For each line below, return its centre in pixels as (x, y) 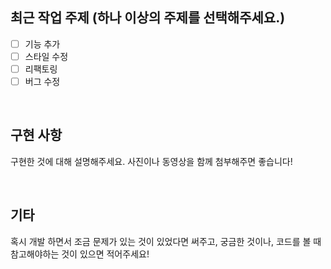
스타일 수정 (46, 56)
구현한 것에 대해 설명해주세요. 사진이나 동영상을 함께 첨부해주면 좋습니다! (151, 161)
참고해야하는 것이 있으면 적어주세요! (80, 254)
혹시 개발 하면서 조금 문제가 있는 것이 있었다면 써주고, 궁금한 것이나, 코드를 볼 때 (166, 241)
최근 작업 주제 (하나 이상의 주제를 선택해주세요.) (148, 18)
